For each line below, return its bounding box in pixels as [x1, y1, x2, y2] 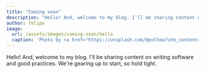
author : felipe [6, 20, 45, 26]
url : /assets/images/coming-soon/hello [12, 31, 113, 37]
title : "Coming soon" [6, 8, 62, 15]
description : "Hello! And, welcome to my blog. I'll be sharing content [6, 14, 195, 21]
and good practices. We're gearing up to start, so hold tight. [6, 60, 157, 67]
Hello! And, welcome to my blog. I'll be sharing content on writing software [6, 54, 194, 60]
